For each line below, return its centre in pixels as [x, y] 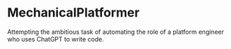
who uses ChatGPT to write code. [56, 39]
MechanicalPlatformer [73, 13]
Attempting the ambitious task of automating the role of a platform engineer [116, 32]
